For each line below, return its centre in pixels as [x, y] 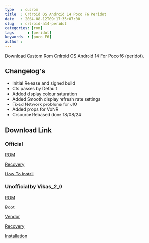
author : [14, 42]
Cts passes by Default [35, 88]
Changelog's [25, 71]
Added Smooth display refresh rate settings [56, 99]
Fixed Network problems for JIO [45, 104]
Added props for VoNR [35, 109]
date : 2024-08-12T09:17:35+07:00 [43, 19]
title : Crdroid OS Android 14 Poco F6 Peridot [56, 14]
